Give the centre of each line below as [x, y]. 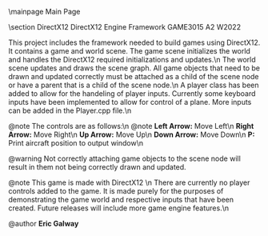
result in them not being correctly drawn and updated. [97, 167]
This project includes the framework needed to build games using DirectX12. [134, 42]
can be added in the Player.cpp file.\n [70, 110]
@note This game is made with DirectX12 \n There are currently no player [129, 182]
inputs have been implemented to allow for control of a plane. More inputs [130, 102]
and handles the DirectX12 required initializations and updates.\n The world [132, 60]
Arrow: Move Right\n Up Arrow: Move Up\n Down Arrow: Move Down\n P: [132, 134]
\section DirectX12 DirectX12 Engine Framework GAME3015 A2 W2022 [125, 27]
